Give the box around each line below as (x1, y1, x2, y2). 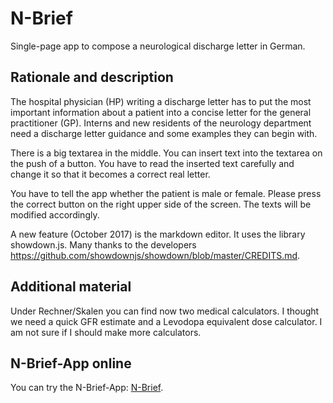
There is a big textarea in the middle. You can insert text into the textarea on (10, 147, 323, 159)
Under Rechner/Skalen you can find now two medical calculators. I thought (10, 305, 320, 317)
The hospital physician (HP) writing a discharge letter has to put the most (10, 95, 312, 107)
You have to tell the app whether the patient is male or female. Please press (10, 187, 322, 199)
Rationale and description (10, 69, 174, 86)
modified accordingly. (10, 208, 100, 221)
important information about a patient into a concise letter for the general (10, 106, 312, 118)
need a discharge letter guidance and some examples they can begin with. (10, 127, 318, 139)
